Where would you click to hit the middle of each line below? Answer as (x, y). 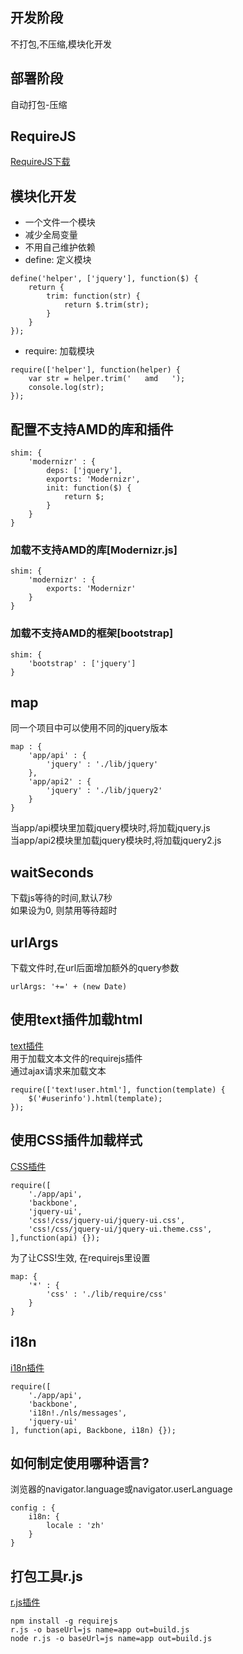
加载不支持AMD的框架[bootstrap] (92, 633)
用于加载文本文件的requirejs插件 (76, 1058)
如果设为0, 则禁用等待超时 (64, 910)
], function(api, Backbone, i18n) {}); (93, 1430)
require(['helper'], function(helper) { (96, 370)
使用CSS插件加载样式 (76, 1140)
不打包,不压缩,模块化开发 (61, 44)
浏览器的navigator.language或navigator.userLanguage (121, 1489)
